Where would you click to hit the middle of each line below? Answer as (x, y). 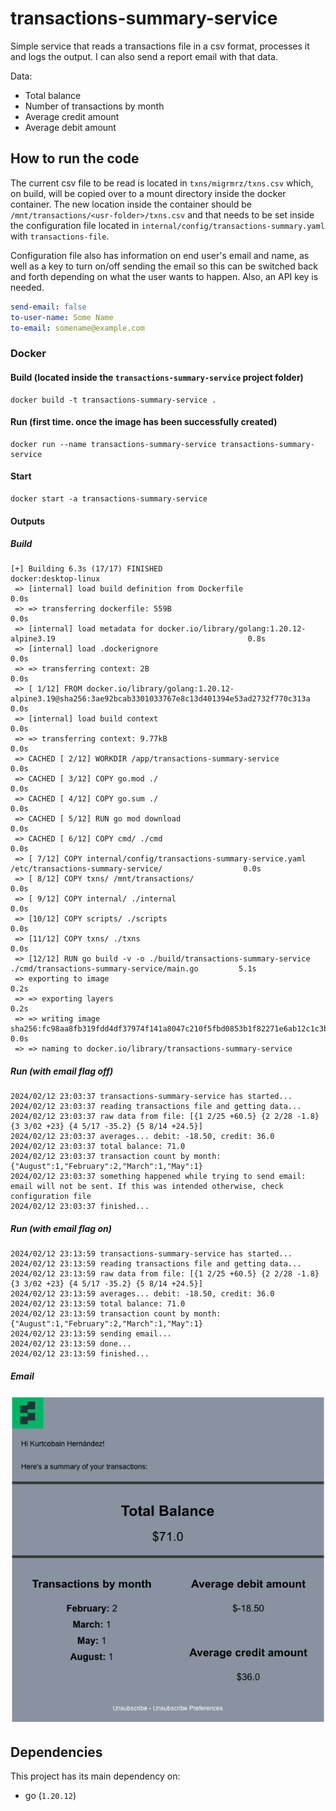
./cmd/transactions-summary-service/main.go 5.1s (133, 969)
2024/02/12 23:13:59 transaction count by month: (116, 1314)
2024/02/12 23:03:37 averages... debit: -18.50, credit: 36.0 (142, 1137)
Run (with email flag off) (62, 1071)
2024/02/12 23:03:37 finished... (80, 1207)
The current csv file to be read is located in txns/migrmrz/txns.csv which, (162, 183)
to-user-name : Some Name (62, 317)
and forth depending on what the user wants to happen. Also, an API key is (164, 276)
